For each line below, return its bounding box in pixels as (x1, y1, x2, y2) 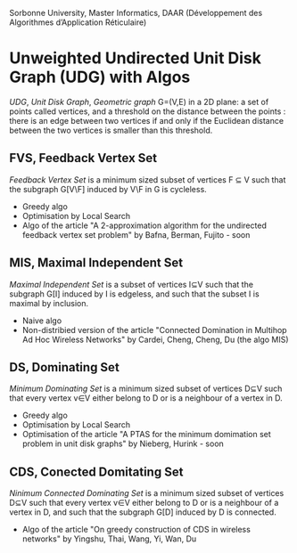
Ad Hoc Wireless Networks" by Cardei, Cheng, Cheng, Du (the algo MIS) (21, 334, 289, 345)
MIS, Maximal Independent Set (9, 256, 184, 271)
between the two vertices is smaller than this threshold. (9, 125, 213, 135)
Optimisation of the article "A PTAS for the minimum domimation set (21, 429, 272, 440)
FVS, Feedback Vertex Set (9, 150, 158, 166)
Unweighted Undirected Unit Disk (9, 48, 261, 69)
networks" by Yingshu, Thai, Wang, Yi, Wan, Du (21, 533, 197, 544)
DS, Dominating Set (9, 360, 120, 375)
